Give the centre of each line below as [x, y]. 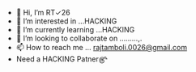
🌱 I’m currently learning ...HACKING [75, 30]
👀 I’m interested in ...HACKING [66, 21]
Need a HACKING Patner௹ [62, 59]
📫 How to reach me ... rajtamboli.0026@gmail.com [102, 47]
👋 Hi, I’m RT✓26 [43, 13]
